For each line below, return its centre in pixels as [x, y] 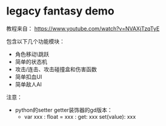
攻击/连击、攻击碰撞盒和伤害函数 [56, 69]
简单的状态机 [31, 61]
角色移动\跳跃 [32, 54]
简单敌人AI [28, 84]
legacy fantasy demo [60, 11]
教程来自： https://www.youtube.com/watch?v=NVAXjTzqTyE [83, 28]
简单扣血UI [28, 77]
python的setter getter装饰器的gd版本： [64, 110]
